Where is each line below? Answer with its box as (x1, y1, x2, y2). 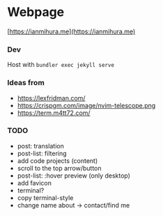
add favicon (17, 178, 52, 187)
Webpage (7, 4, 65, 20)
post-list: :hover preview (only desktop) (17, 171, 131, 180)
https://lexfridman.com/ (17, 93, 86, 102)
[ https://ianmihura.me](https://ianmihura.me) (7, 27, 136, 36)
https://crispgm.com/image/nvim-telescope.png (17, 101, 156, 109)
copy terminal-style (17, 193, 74, 202)
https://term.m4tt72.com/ (17, 109, 91, 117)
